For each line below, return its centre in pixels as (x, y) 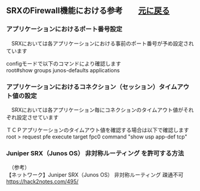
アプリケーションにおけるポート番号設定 (64, 29)
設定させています (37, 117)
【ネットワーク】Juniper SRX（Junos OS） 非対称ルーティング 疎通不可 (95, 175)
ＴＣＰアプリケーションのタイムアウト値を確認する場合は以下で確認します (98, 130)
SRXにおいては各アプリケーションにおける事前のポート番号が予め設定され (102, 43)
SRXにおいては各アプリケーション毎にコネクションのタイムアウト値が (97, 110)
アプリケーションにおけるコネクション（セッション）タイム (92, 87)
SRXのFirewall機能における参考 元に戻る (88, 11)
